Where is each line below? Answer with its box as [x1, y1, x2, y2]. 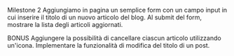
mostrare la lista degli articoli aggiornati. [7, 21, 123, 28]
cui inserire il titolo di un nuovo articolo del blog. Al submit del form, [7, 13, 202, 21]
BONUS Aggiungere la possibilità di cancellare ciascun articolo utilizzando [7, 34, 222, 42]
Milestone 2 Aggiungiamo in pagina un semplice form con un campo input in [7, 6, 228, 14]
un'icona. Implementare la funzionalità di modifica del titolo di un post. [7, 41, 210, 49]
